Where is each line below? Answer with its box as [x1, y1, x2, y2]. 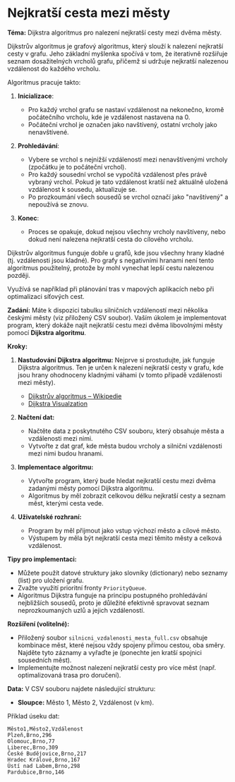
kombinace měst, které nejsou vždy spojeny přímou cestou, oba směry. [17, 640, 226, 649]
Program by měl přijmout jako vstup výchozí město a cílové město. [28, 526, 222, 534]
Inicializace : [17, 92, 54, 100]
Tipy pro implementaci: [7, 555, 77, 563]
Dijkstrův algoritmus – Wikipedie [28, 391, 122, 400]
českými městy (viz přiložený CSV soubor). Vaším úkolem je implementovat [7, 313, 227, 322]
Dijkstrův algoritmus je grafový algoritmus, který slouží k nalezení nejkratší [7, 42, 224, 50]
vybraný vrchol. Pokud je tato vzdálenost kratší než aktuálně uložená [28, 178, 228, 186]
